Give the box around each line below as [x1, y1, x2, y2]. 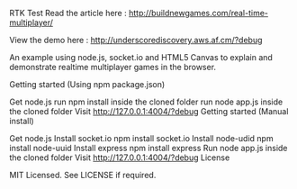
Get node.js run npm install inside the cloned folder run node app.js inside [9, 96, 283, 107]
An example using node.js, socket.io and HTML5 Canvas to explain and [9, 52, 273, 62]
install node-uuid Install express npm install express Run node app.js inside [9, 143, 288, 153]
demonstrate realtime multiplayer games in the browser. [9, 62, 217, 72]
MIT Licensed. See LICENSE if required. [9, 170, 157, 180]
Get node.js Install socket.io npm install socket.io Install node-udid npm [9, 133, 274, 143]
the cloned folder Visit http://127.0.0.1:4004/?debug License [9, 152, 230, 163]
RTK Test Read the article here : [9, 8, 128, 18]
